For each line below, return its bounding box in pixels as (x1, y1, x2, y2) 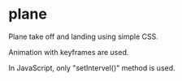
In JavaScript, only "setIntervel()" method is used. (8, 62, 176, 73)
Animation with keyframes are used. (8, 47, 129, 57)
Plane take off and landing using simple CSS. (8, 32, 158, 41)
